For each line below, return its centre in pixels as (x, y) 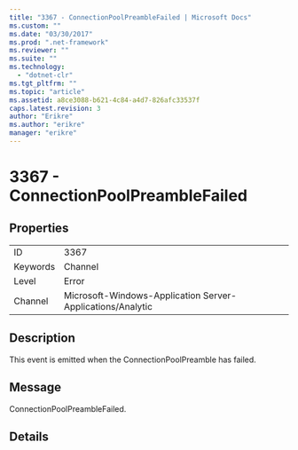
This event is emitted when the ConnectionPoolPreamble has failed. (133, 359)
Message (35, 387)
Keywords (35, 266)
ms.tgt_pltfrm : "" (43, 83)
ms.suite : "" (33, 59)
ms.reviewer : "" (39, 51)
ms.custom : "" (35, 26)
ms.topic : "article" (47, 91)
